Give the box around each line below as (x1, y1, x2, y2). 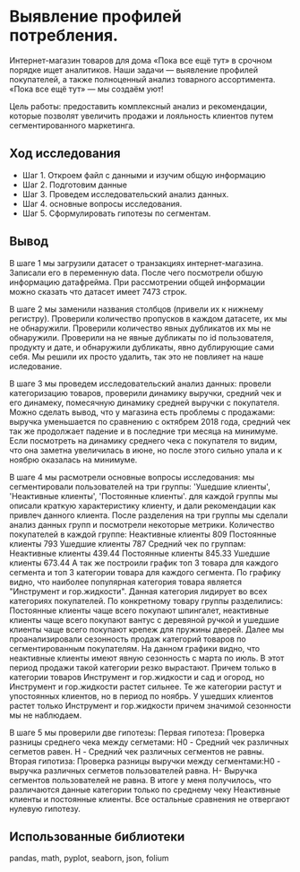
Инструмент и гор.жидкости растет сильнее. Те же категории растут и (9, 681, 282, 692)
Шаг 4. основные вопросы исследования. (21, 198, 183, 209)
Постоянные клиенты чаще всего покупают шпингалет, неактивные (9, 605, 270, 616)
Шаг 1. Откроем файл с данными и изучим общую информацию (21, 169, 266, 180)
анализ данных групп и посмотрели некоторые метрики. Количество (9, 519, 275, 530)
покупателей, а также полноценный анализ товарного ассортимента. (9, 73, 276, 84)
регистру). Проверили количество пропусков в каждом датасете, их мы (9, 313, 287, 324)
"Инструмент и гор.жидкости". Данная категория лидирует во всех (9, 585, 268, 597)
